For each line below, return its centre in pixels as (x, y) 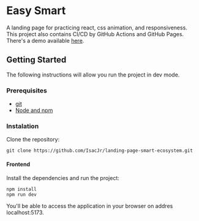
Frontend (18, 164)
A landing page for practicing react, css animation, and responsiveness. (97, 28)
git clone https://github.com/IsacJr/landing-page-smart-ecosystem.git (99, 151)
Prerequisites (27, 91)
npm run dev (21, 194)
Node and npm (34, 110)
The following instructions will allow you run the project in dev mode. (93, 75)
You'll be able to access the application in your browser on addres (90, 206)
